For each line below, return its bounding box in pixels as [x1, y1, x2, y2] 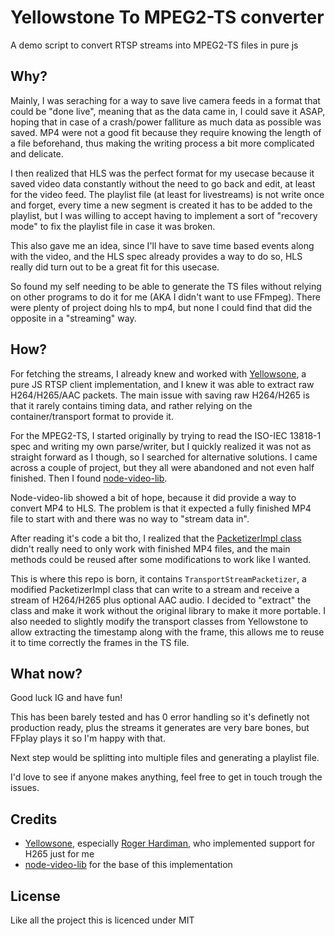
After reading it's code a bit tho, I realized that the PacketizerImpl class [10, 532, 302, 544]
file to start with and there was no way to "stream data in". [10, 512, 250, 525]
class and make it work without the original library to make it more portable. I [10, 604, 326, 616]
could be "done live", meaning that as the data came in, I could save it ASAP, [10, 105, 326, 117]
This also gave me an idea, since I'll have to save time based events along [10, 239, 315, 251]
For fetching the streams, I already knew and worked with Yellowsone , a [10, 367, 307, 380]
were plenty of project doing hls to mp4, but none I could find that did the [10, 301, 313, 313]
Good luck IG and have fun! [10, 692, 123, 704]
